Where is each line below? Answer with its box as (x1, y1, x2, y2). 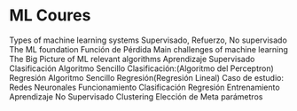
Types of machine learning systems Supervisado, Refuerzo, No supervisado (9, 35, 288, 45)
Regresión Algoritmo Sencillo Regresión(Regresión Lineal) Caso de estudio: (9, 72, 284, 83)
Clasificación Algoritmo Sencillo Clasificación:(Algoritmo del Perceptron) (9, 63, 275, 74)
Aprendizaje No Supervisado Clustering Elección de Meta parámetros (9, 91, 263, 102)
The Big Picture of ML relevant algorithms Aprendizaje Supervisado (9, 53, 255, 64)
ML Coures (9, 5, 91, 26)
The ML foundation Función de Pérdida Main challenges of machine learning (9, 44, 288, 54)
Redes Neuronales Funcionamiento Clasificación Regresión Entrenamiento (9, 82, 281, 92)
